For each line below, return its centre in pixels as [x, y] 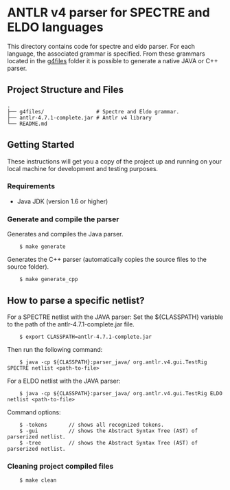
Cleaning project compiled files [60, 466]
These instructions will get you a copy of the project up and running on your [114, 161]
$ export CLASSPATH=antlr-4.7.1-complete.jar [86, 337]
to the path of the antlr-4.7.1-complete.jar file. [71, 324]
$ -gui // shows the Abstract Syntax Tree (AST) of [108, 431]
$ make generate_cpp [49, 280]
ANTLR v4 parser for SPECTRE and [109, 13]
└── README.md [27, 124]
